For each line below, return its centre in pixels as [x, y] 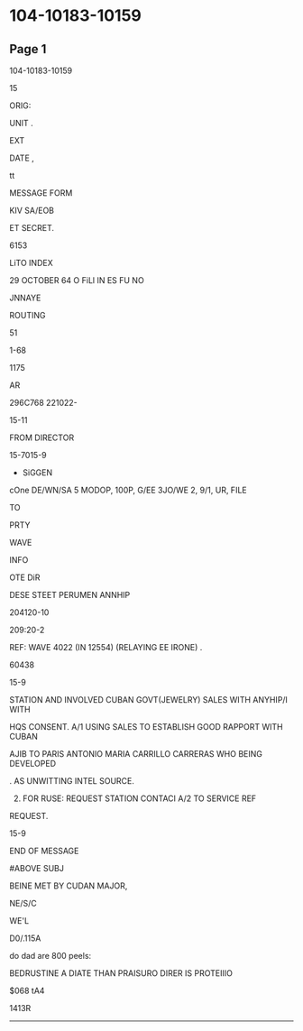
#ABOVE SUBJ [37, 868]
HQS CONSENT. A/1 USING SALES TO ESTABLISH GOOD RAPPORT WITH [146, 727]
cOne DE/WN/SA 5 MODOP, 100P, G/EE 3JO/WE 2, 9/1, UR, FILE [128, 490]
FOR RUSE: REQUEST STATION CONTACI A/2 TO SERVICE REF [139, 798]
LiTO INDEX [31, 263]
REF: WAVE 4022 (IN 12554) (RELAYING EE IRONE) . [106, 647]
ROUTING [28, 315]
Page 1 [28, 49]
